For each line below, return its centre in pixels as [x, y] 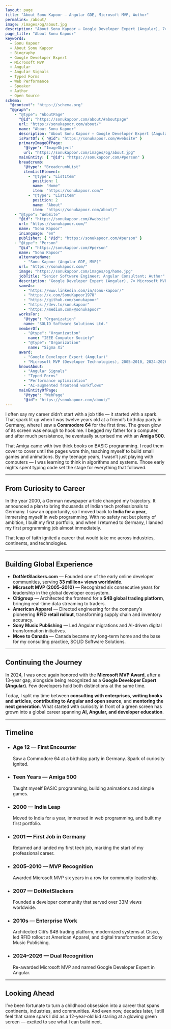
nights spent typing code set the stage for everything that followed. [76, 468]
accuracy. [23, 620]
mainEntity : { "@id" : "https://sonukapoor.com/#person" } [81, 157]
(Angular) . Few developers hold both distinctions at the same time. [76, 685]
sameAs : [27, 286]
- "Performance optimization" [55, 381]
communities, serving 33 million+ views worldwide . [67, 582]
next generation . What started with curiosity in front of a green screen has [84, 706]
